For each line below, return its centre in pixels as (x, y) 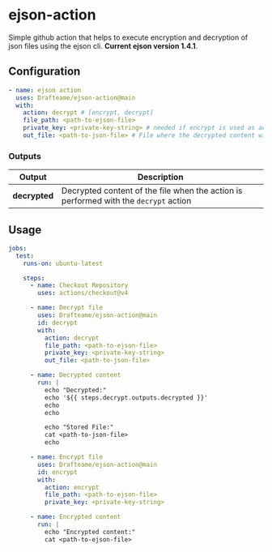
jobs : (17, 248)
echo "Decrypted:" (75, 390)
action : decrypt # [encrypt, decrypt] (88, 113)
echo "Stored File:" (79, 427)
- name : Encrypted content (75, 517)
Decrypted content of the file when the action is (152, 190)
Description (160, 178)
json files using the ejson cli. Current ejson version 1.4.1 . (103, 45)
